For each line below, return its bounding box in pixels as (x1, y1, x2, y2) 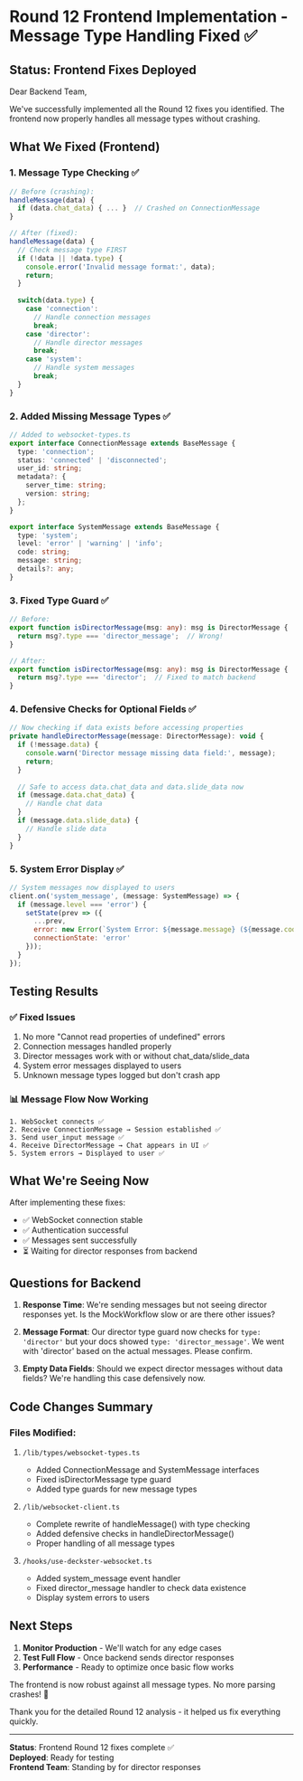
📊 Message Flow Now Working (9, 1093, 149, 1105)
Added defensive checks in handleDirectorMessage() (35, 1528, 234, 1539)
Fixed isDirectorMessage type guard (35, 1473, 171, 1484)
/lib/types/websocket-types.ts (22, 1448, 141, 1457)
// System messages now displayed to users (9, 883, 176, 892)
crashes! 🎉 (9, 1689, 50, 1700)
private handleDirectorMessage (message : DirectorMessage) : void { (9, 732, 264, 741)
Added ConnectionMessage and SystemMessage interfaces (35, 1464, 260, 1475)
